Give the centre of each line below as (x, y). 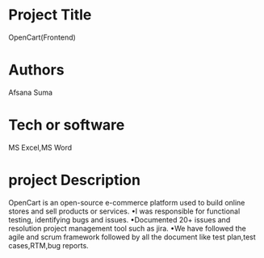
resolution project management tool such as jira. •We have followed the (127, 228)
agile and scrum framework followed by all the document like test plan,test (132, 237)
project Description (75, 180)
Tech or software (67, 125)
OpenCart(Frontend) (42, 37)
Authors (36, 70)
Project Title (50, 15)
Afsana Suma (31, 92)
